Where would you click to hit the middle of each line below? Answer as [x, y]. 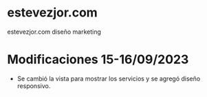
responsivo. [34, 86]
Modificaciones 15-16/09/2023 [98, 60]
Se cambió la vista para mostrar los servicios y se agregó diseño [109, 78]
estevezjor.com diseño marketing [54, 32]
